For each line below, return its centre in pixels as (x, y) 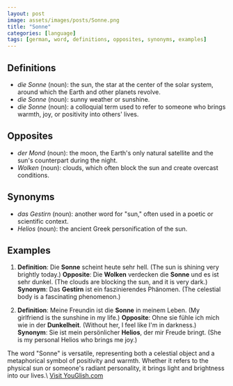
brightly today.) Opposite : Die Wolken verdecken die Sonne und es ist (118, 275)
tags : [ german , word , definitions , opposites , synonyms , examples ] (107, 40)
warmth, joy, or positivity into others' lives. (78, 114)
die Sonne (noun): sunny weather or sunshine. (83, 99)
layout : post (26, 14)
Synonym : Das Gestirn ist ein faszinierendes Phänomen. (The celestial (119, 289)
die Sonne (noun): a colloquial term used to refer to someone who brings (121, 107)
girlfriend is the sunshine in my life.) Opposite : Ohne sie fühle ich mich (118, 318)
